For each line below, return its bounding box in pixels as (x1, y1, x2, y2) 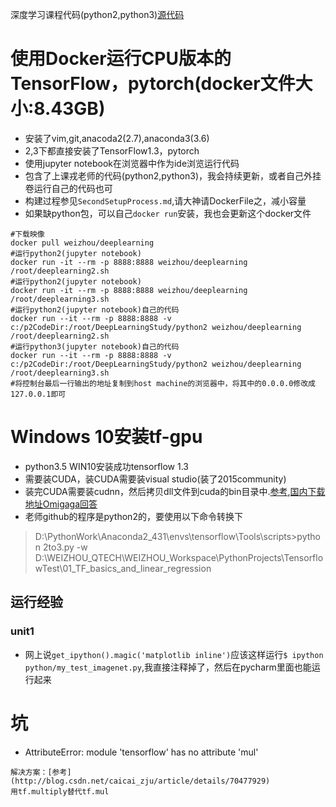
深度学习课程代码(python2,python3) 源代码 (10, 9, 185, 20)
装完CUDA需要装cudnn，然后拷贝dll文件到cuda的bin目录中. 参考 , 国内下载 (24, 485, 326, 497)
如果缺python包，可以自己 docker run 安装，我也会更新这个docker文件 (24, 207, 312, 219)
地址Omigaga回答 (24, 498, 98, 510)
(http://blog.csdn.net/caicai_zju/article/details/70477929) (10, 776, 271, 786)
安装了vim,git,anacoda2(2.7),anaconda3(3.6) (24, 132, 210, 144)
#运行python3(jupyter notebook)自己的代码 (10, 341, 180, 352)
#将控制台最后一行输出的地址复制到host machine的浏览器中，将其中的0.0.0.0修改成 (10, 378, 317, 388)
